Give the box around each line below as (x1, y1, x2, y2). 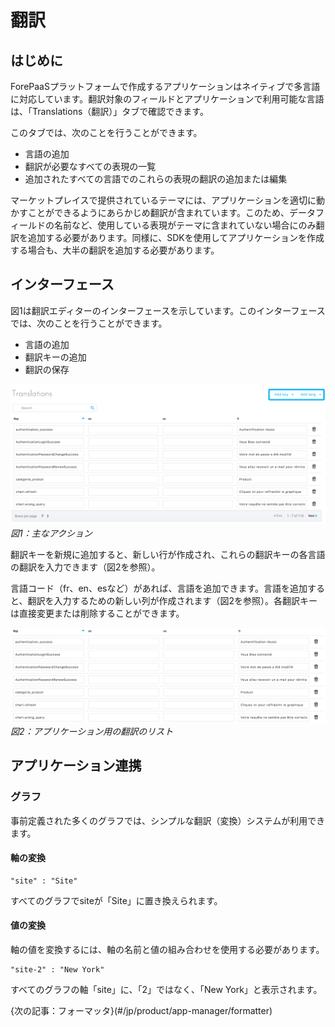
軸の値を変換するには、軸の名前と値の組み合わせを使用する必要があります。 (10, 943, 325, 955)
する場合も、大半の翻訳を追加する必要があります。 (10, 244, 220, 256)
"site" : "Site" (10, 876, 78, 886)
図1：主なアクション (10, 527, 93, 540)
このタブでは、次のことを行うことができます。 (10, 127, 203, 138)
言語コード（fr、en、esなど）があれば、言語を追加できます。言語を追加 (10, 582, 308, 595)
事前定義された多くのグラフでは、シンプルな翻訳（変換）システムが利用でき (10, 814, 326, 826)
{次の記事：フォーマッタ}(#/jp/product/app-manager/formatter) (10, 1004, 273, 1016)
